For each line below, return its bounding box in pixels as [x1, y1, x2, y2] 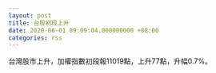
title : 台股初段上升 [8, 19, 70, 27]
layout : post [8, 11, 52, 20]
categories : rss [8, 33, 62, 42]
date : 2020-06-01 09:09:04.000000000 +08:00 [8, 26, 159, 34]
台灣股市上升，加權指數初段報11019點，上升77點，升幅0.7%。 [8, 56, 212, 66]
